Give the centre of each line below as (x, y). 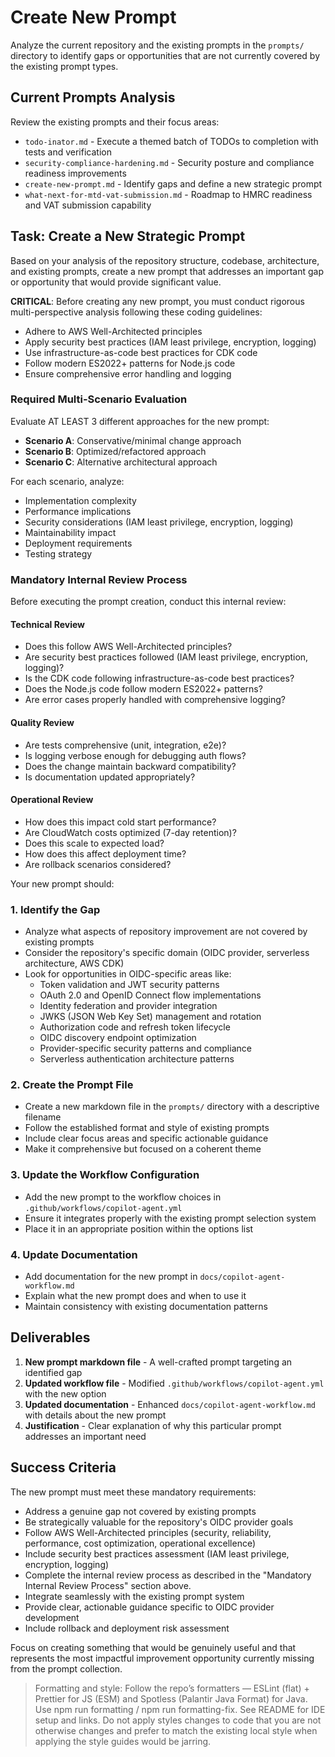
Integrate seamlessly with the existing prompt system (134, 1596)
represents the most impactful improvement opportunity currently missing (162, 1658)
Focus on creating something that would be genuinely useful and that (153, 1647)
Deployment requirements (78, 543)
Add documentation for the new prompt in (111, 1276)
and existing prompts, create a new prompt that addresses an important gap (167, 271)
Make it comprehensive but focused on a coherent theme (143, 1149)
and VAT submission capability (88, 205)
